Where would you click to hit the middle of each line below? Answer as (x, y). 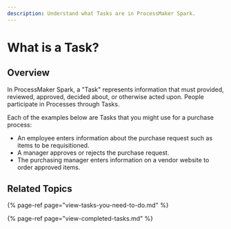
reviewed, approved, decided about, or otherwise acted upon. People (106, 96)
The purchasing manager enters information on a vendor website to (113, 160)
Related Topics (40, 189)
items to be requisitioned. (53, 145)
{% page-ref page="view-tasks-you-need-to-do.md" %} (88, 205)
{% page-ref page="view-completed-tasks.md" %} (80, 219)
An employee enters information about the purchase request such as (115, 138)
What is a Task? (53, 47)
